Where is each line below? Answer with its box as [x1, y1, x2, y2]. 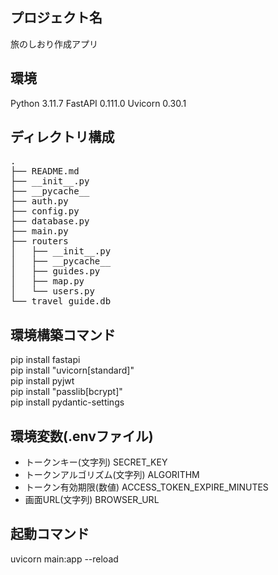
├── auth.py [10, 196, 69, 207]
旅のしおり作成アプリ [10, 38, 98, 50]
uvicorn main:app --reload [10, 553, 119, 565]
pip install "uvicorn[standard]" [10, 364, 135, 377]
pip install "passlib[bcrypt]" [10, 386, 123, 398]
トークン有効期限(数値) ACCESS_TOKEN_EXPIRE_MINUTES [24, 481, 269, 493]
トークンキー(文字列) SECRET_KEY [24, 456, 168, 468]
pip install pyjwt [10, 375, 75, 387]
